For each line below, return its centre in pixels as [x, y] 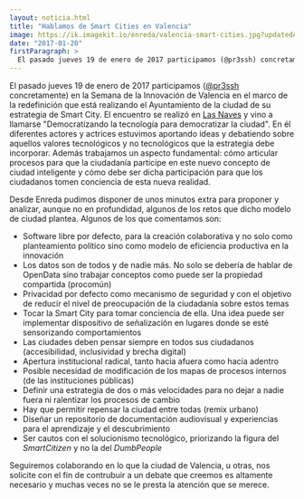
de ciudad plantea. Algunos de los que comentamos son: [115, 219]
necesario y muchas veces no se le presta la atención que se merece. [139, 485]
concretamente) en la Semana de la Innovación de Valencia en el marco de [148, 95]
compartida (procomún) [67, 284]
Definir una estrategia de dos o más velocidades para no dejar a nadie [153, 390]
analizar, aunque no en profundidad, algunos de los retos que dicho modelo [150, 209]
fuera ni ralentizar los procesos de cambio [101, 400]
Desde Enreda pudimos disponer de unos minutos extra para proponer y [144, 199]
